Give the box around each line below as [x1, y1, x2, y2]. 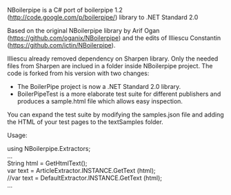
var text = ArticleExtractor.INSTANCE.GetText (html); [7, 167, 156, 174]
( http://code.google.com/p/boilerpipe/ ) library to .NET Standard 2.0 [7, 13, 199, 21]
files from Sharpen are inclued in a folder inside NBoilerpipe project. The [7, 62, 213, 70]
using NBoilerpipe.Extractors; [7, 145, 91, 152]
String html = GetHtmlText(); [7, 159, 88, 167]
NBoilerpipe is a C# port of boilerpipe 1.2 [7, 6, 123, 14]
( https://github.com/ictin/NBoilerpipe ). [7, 41, 116, 49]
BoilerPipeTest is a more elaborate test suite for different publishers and [17, 90, 221, 98]
